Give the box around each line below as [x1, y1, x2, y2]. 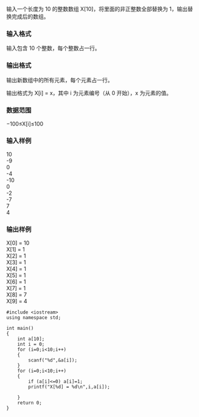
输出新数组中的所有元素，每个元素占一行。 [6, 76, 113, 83]
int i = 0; [17, 342, 45, 348]
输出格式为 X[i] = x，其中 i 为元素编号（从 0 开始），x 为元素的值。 [6, 89, 172, 96]
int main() [6, 325, 34, 332]
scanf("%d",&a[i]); [28, 357, 78, 363]
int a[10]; [17, 336, 45, 342]
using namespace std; [6, 315, 61, 321]
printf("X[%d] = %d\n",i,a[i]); [28, 384, 111, 390]
